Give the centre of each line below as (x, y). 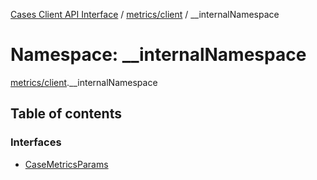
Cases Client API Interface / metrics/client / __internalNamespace (145, 14)
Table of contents (66, 114)
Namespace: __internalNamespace (158, 55)
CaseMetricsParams (66, 164)
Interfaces (36, 142)
